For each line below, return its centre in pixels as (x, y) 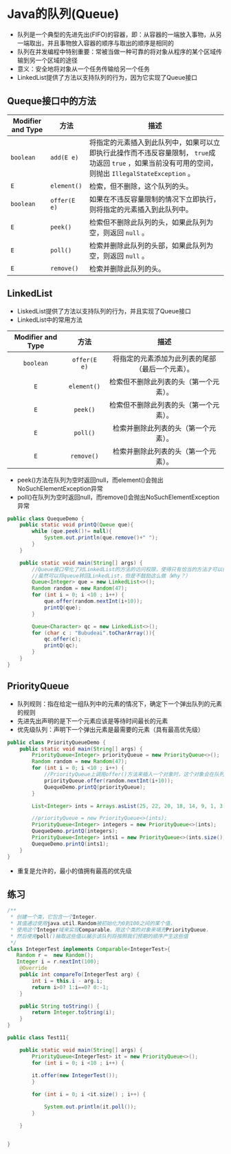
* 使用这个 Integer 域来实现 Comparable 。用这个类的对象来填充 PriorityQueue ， (111, 930)
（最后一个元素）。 (164, 368)
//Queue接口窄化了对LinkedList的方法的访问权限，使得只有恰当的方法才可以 (127, 569)
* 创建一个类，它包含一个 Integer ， (55, 917)
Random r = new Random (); (55, 955)
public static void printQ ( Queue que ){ (77, 525)
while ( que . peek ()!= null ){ (72, 531)
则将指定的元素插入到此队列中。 (141, 209)
